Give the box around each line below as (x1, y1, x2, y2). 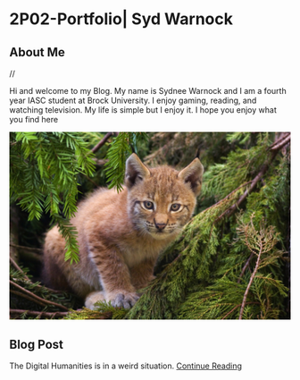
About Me (9, 45, 65, 60)
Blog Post (9, 337, 64, 352)
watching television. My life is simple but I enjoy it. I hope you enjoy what (9, 105, 277, 115)
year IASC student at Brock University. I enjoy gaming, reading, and (9, 95, 257, 106)
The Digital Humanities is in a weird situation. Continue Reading (9, 360, 243, 371)
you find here (9, 114, 59, 124)
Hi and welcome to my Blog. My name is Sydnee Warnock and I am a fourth (9, 86, 287, 96)
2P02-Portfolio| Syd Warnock (9, 9, 234, 30)
